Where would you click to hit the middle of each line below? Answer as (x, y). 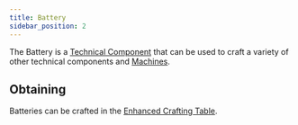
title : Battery (38, 18)
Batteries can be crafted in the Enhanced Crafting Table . (113, 111)
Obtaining (38, 89)
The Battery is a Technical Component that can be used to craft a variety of (149, 51)
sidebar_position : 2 (48, 26)
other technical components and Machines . (90, 61)
